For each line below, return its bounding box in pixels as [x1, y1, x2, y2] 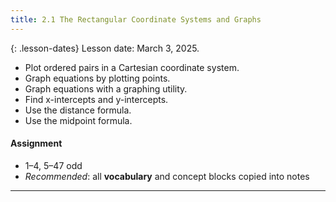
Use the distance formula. [24, 104, 132, 116]
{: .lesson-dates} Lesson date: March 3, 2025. [10, 42, 200, 54]
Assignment [10, 137, 63, 150]
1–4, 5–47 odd [24, 159, 83, 171]
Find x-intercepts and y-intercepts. [24, 93, 169, 105]
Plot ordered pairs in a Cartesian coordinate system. [24, 61, 240, 73]
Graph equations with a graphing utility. [24, 82, 188, 95]
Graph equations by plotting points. [24, 72, 171, 84]
